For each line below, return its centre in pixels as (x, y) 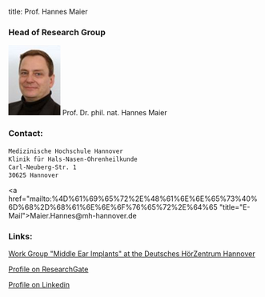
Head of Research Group (57, 32)
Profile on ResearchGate (48, 269)
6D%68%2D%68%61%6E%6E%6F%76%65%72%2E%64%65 (113, 207)
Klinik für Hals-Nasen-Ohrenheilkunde (73, 159)
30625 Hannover (34, 175)
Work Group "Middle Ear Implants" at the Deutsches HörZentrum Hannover (132, 253)
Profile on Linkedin (39, 284)
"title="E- (235, 207)
